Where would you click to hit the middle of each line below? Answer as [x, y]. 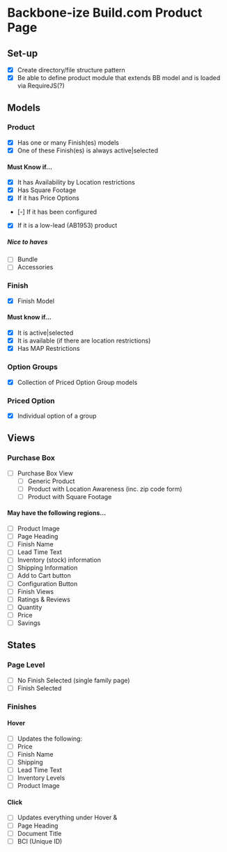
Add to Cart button [44, 576]
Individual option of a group [57, 416]
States [22, 645]
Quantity [30, 607]
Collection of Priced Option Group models [77, 382]
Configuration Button [47, 583]
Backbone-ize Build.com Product [105, 13]
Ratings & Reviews [44, 599]
